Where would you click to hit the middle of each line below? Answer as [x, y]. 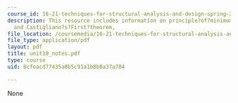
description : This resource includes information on [87, 21]
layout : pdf [25, 47]
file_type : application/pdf [49, 40]
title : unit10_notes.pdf [44, 54]
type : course [27, 60]
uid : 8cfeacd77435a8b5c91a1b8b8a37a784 [66, 67]
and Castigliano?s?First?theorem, [64, 27]
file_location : [30, 34]
